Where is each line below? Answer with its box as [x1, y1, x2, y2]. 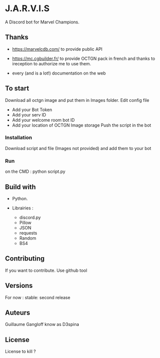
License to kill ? [5, 349, 36, 355]
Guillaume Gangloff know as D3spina [5, 321, 79, 327]
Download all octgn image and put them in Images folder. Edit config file [5, 97, 149, 103]
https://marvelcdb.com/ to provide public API [12, 46, 103, 52]
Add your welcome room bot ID [12, 117, 75, 123]
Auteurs [5, 308, 31, 317]
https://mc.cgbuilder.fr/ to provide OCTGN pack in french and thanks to [12, 56, 156, 61]
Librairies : [12, 205, 34, 211]
